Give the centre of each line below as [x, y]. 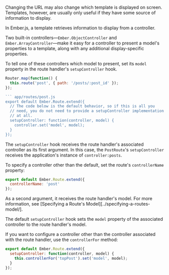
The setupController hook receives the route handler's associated [75, 144]
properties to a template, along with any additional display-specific [75, 48]
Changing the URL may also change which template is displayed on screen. [84, 7]
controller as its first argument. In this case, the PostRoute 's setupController [85, 149]
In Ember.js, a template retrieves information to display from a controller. [80, 28]
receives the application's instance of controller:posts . [64, 155]
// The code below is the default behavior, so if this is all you [82, 106]
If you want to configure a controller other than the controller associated [80, 234]
